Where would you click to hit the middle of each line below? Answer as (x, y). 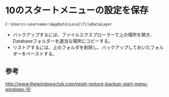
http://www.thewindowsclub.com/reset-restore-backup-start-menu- (77, 84)
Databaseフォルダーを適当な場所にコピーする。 (63, 41)
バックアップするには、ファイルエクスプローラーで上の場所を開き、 (83, 35)
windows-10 (18, 89)
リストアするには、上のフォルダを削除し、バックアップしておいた (81, 47)
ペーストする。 (42, 53)
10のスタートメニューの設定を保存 (77, 10)
